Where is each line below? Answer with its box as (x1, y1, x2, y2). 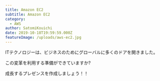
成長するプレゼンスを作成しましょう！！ (5, 70, 88, 76)
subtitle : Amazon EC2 (5, 12, 50, 17)
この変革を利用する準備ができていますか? (5, 60, 91, 66)
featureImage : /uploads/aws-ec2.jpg (5, 35, 81, 40)
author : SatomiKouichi (5, 26, 52, 31)
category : (5, 16, 26, 21)
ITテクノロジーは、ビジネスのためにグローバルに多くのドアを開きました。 (5, 49, 158, 55)
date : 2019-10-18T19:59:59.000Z (5, 30, 72, 35)
